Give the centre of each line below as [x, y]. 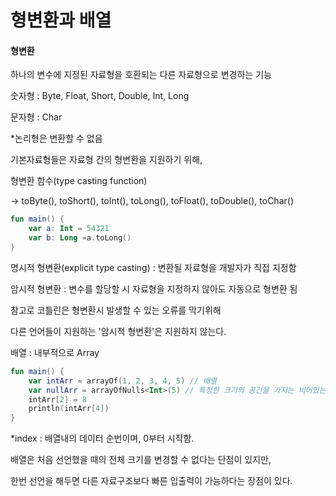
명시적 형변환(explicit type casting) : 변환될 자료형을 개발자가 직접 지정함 [153, 267]
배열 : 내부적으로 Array [55, 352]
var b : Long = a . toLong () [80, 238]
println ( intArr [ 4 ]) [69, 409]
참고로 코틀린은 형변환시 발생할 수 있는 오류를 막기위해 [116, 310]
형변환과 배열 [61, 20]
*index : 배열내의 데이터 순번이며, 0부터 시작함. [102, 438]
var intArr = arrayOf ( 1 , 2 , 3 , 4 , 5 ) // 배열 [122, 381]
